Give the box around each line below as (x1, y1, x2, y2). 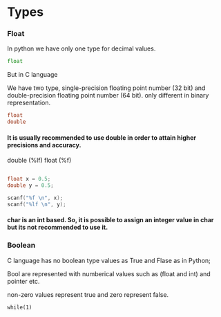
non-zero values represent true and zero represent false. (7, 290, 169, 298)
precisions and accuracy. (7, 141, 81, 149)
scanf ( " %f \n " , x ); (7, 194, 64, 201)
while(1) (7, 304, 32, 311)
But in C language (7, 71, 58, 79)
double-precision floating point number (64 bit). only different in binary (7, 91, 209, 100)
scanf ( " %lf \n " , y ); (7, 201, 67, 208)
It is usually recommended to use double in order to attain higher (7, 133, 197, 142)
